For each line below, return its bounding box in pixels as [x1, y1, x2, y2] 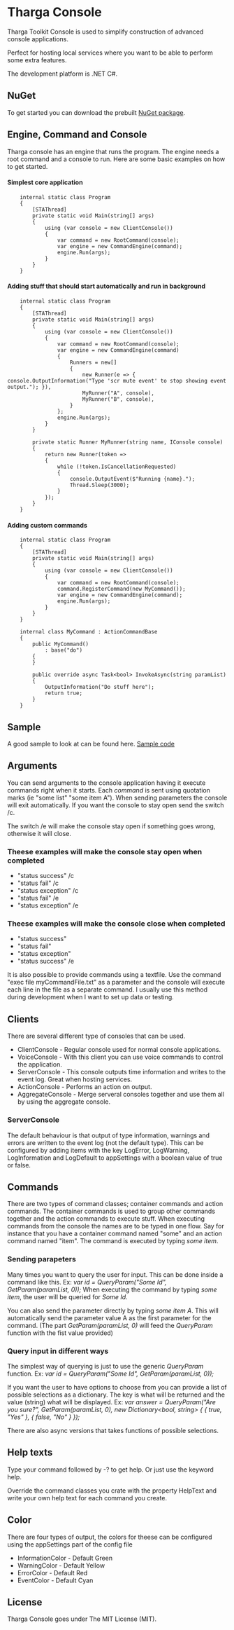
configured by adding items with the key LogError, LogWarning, [7, 1146, 190, 1154]
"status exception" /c [17, 886, 79, 895]
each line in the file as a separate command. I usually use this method [7, 985, 208, 994]
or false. [7, 1160, 31, 1169]
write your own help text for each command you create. [7, 1493, 168, 1502]
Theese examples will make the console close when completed [7, 919, 226, 929]
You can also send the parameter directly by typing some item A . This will [7, 1306, 219, 1315]
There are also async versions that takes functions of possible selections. [7, 1426, 219, 1434]
